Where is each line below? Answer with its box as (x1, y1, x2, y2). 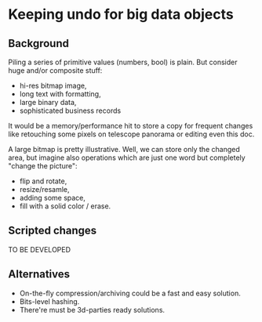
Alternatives (8, 268, 71, 281)
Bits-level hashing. (19, 296, 80, 306)
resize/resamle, (19, 185, 70, 194)
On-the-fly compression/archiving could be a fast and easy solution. (19, 288, 241, 298)
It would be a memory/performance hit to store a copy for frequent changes (8, 121, 253, 130)
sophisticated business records (19, 106, 122, 115)
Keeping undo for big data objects (8, 5, 234, 24)
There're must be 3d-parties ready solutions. (19, 305, 166, 314)
